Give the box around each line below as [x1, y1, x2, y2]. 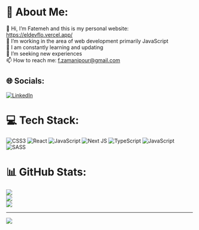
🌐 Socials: [6, 76, 45, 86]
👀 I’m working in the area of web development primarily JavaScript [6, 37, 169, 44]
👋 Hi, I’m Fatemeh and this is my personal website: [6, 25, 129, 32]
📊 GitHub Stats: [6, 165, 87, 179]
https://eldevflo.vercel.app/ [6, 31, 73, 38]
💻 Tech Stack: [6, 114, 79, 127]
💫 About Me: [6, 5, 69, 19]
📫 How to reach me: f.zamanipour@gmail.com [6, 56, 120, 64]
